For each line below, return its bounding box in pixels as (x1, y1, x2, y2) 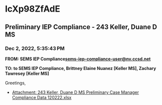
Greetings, (5, 80, 26, 86)
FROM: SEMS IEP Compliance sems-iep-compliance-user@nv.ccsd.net (5, 56, 151, 62)
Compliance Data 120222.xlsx (12, 94, 72, 100)
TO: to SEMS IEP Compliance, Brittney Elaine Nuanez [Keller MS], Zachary (5, 65, 156, 71)
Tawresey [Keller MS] (5, 70, 49, 76)
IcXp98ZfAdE (5, 3, 60, 15)
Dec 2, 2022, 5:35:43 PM (5, 45, 65, 52)
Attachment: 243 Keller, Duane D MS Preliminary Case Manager (12, 89, 139, 95)
